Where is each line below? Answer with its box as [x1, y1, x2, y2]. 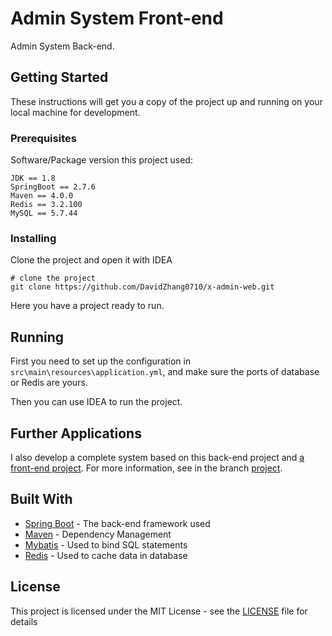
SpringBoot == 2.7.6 [10, 182, 97, 192]
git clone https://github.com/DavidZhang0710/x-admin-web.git [10, 282, 275, 292]
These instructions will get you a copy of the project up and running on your [10, 95, 323, 107]
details [10, 615, 38, 627]
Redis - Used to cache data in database [24, 549, 188, 561]
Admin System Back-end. [10, 40, 115, 52]
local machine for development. [10, 106, 141, 118]
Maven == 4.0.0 [10, 191, 74, 201]
